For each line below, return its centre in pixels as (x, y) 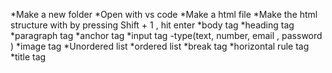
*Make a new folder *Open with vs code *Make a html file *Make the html (164, 14)
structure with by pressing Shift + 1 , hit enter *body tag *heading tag (152, 25)
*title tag (28, 57)
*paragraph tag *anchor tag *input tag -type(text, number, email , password (166, 35)
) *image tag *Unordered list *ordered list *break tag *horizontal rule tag (160, 46)
